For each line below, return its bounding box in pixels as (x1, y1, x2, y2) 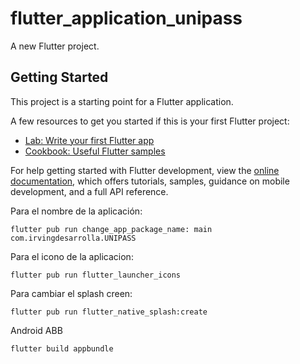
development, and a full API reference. (10, 185, 169, 197)
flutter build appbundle (10, 343, 114, 354)
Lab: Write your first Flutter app (24, 134, 155, 146)
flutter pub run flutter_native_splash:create (10, 307, 208, 317)
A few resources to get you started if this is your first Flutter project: (10, 115, 290, 127)
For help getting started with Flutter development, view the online (10, 164, 280, 176)
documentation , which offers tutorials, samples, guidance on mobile (10, 175, 290, 187)
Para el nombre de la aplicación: (10, 205, 143, 217)
